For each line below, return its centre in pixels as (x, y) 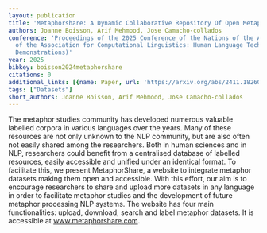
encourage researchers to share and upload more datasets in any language (132, 187)
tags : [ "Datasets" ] (41, 89)
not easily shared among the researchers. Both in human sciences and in (128, 145)
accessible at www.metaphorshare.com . (74, 221)
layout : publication (43, 16)
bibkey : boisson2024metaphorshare (66, 68)
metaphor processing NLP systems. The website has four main (111, 204)
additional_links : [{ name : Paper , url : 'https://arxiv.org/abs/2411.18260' (136, 82)
